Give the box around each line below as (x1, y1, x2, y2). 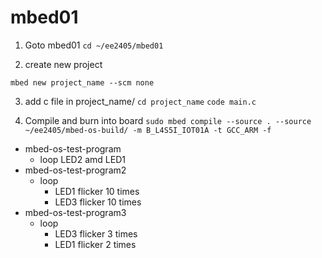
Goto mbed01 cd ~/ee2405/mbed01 (24, 39, 164, 51)
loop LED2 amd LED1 (39, 153, 126, 165)
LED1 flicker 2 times (54, 238, 137, 250)
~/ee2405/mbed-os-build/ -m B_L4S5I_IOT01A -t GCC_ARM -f (24, 125, 272, 135)
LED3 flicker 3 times (54, 227, 138, 240)
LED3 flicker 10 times (54, 196, 142, 208)
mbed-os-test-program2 (24, 164, 127, 176)
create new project (24, 58, 103, 70)
